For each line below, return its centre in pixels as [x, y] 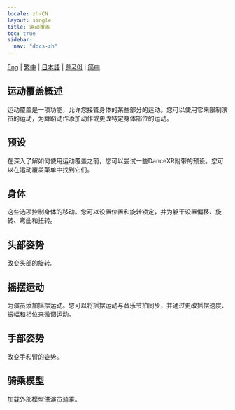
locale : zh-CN [28, 14]
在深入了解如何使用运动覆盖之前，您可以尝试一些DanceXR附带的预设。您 [113, 160]
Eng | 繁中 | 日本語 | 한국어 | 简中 [54, 67]
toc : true [22, 33]
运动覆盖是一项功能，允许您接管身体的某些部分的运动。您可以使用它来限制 [114, 109]
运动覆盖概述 [35, 91]
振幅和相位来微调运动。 [41, 314]
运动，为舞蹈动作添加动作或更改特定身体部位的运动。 [96, 118]
